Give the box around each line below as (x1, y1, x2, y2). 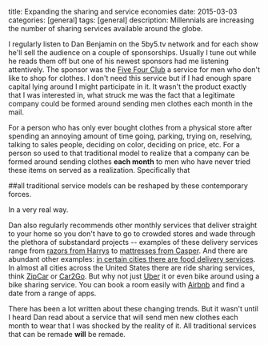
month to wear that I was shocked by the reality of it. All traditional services (8, 321, 257, 331)
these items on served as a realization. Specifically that (8, 166, 190, 175)
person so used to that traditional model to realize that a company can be (8, 148, 250, 158)
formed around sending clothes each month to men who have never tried (8, 157, 250, 166)
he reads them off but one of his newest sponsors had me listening (8, 56, 230, 66)
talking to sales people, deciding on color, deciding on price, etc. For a (8, 140, 240, 149)
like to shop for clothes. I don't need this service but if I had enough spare (8, 74, 252, 82)
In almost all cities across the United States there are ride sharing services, (8, 263, 255, 272)
